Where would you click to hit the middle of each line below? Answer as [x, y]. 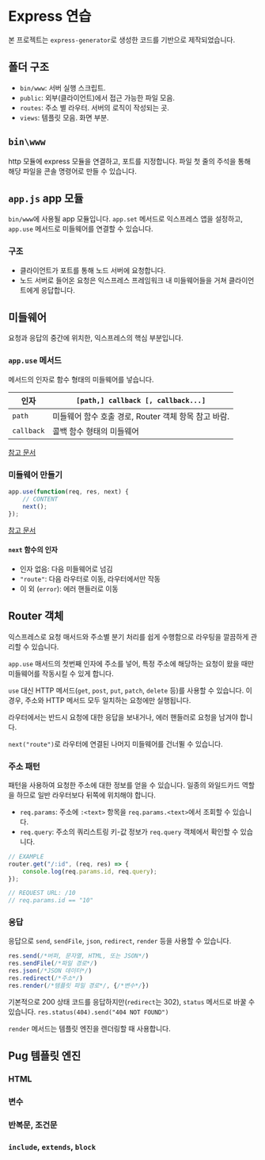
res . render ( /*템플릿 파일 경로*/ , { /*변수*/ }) [79, 985]
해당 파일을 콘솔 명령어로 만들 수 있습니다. [72, 171]
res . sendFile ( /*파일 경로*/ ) [53, 964]
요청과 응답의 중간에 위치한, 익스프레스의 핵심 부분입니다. [96, 338]
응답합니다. [58, 290]
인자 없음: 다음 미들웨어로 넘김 [66, 569]
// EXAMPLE [26, 857]
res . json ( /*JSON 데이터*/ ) [50, 971]
